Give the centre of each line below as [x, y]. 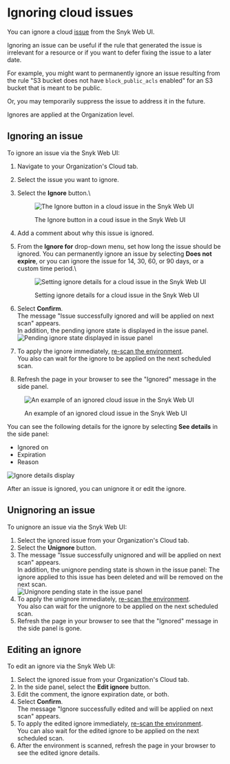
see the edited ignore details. [58, 753]
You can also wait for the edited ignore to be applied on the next [108, 731]
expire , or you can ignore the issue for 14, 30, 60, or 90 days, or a [111, 261]
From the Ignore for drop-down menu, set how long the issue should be [119, 246]
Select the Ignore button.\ [54, 193]
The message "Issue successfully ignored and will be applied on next [116, 316]
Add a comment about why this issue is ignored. [85, 233]
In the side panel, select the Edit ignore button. [84, 687]
